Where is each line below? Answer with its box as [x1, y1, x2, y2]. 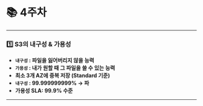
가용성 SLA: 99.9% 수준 [14, 87, 73, 94]
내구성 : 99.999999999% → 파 [14, 79, 89, 87]
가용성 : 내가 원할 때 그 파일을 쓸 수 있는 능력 [14, 64, 115, 71]
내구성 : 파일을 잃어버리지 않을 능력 [14, 57, 95, 64]
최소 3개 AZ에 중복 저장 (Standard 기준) [14, 72, 111, 79]
